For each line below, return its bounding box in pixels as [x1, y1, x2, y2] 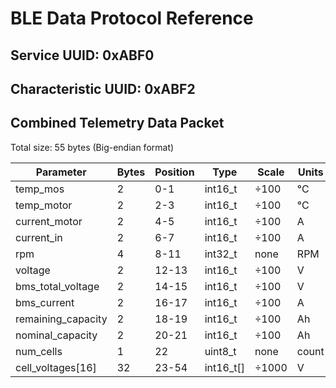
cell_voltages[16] [15, 360, 97, 374]
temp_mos [15, 182, 65, 196]
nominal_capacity [15, 328, 98, 342]
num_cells [15, 344, 63, 358]
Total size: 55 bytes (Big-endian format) [10, 141, 175, 153]
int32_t [204, 247, 238, 261]
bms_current [15, 295, 75, 309]
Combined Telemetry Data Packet [10, 115, 225, 132]
